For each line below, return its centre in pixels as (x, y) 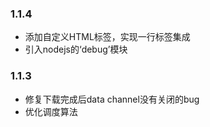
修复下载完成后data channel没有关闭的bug (112, 99)
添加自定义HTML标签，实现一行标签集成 (107, 37)
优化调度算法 (51, 111)
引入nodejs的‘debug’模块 (76, 49)
